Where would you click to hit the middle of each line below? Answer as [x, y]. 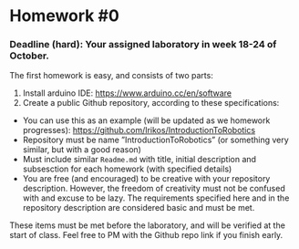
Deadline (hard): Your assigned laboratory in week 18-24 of [143, 45]
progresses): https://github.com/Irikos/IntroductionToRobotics [139, 130]
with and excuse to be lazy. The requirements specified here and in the [156, 198]
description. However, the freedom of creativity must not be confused [154, 189]
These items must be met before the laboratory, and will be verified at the [147, 225]
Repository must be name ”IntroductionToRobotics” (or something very [155, 140]
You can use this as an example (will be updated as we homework [146, 120]
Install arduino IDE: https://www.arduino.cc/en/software [127, 93]
